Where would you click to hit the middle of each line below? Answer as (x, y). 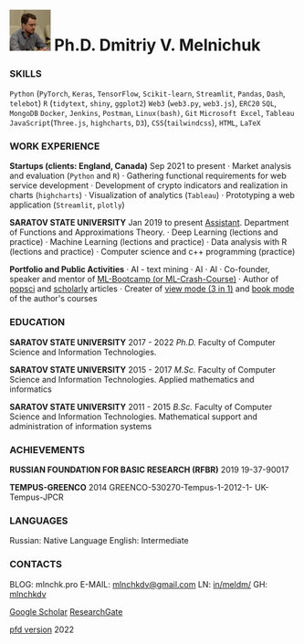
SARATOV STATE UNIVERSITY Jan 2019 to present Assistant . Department (149, 223)
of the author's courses (53, 299)
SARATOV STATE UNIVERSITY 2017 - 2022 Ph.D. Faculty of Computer (142, 342)
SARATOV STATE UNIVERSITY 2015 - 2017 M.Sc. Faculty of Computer (142, 369)
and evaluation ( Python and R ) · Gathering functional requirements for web (148, 176)
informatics (31, 389)
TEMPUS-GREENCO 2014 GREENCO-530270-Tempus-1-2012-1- (131, 488)
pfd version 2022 (42, 629)
